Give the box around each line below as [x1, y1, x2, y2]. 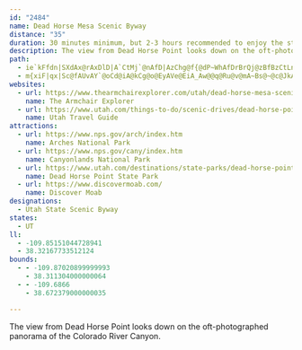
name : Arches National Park [25, 138, 130, 147]
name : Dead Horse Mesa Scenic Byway [9, 22, 147, 31]
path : [9, 55, 30, 64]
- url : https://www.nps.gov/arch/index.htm [17, 130, 182, 139]
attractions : [9, 122, 58, 131]
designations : [9, 197, 63, 206]
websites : [9, 80, 47, 89]
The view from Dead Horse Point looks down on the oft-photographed [9, 320, 269, 332]
